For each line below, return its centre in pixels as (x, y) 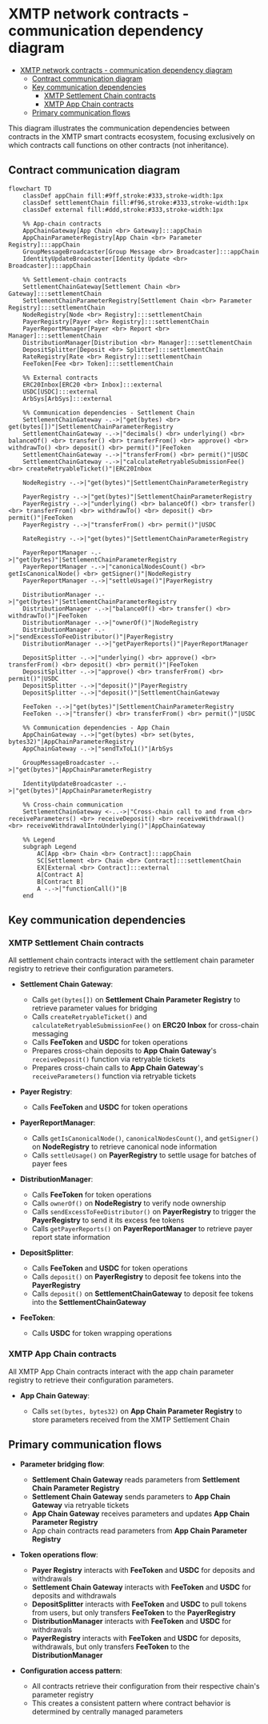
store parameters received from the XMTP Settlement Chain (131, 1419)
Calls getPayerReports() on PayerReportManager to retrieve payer (142, 1229)
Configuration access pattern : (71, 1670)
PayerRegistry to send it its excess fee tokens (108, 1220)
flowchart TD (30, 189)
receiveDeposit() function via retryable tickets (108, 1059)
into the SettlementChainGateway (89, 1302)
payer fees (50, 1164)
